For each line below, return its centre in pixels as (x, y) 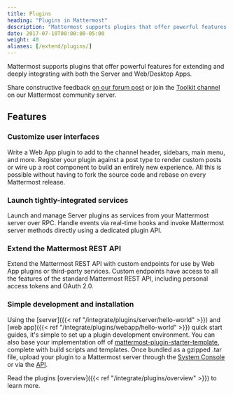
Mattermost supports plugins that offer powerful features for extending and (116, 66)
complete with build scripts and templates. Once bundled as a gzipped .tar (115, 349)
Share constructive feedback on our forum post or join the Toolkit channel (114, 87)
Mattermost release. (36, 182)
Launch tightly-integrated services (68, 200)
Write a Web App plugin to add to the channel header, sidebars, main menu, (116, 152)
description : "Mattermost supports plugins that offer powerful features (117, 27)
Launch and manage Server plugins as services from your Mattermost (108, 215)
